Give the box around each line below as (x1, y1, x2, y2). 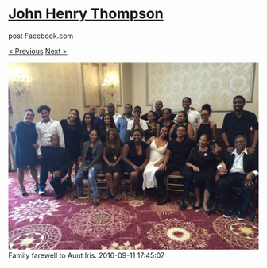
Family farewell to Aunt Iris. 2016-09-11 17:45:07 (8, 251, 165, 260)
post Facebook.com (8, 31, 74, 40)
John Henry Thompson (8, 5, 164, 23)
